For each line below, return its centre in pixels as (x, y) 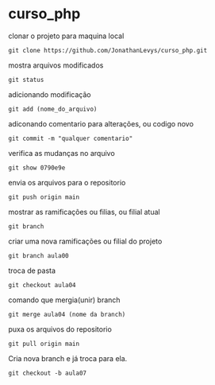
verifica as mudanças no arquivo (61, 153)
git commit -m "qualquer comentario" (71, 138)
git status (26, 80)
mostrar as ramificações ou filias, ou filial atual (84, 212)
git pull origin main (44, 344)
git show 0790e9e (37, 168)
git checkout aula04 (42, 285)
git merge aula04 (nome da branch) (67, 314)
